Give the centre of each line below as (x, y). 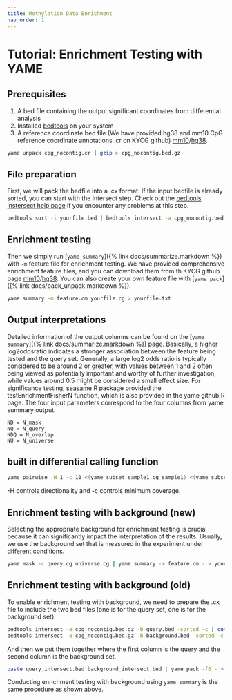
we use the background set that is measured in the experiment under (105, 544)
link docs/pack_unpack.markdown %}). (75, 285)
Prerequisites (37, 94)
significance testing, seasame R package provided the (84, 388)
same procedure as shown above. (55, 689)
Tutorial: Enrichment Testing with (105, 54)
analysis (29, 118)
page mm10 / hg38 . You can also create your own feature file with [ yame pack (115, 278)
